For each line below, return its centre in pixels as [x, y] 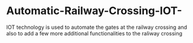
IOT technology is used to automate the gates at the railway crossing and [97, 27]
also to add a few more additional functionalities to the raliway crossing [94, 33]
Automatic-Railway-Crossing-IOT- [94, 11]
